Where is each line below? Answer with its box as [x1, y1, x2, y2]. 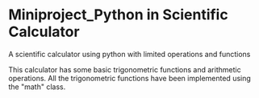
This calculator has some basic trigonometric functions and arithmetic [8, 64, 241, 74]
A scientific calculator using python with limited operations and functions [8, 49, 251, 59]
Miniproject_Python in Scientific [8, 6, 228, 24]
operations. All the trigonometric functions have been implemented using [8, 73, 252, 83]
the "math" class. [8, 82, 66, 92]
